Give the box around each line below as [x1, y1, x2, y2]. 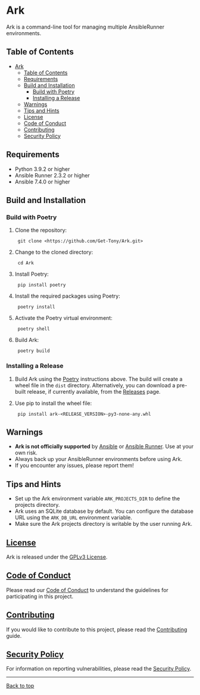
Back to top [6, 682, 35, 690]
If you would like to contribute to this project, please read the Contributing [6, 626, 187, 633]
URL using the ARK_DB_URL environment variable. [14, 514, 133, 521]
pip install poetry [17, 282, 66, 288]
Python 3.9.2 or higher [14, 165, 70, 173]
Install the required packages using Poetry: [14, 292, 120, 300]
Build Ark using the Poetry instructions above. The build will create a [14, 375, 183, 382]
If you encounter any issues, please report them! [14, 462, 134, 469]
